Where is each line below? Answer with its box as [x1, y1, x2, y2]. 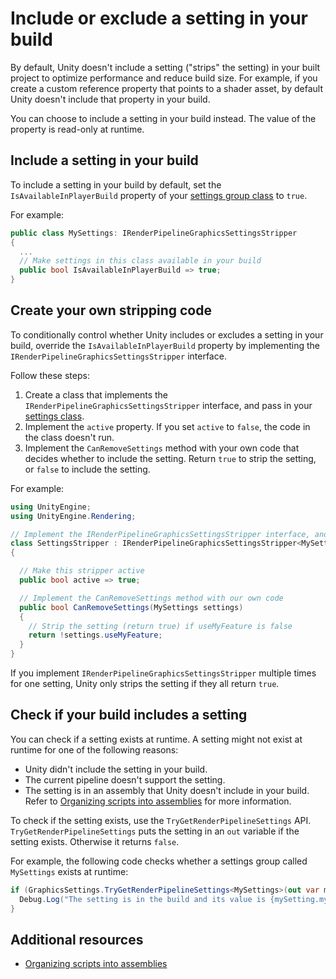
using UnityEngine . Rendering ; [10, 511, 137, 521]
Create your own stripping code [10, 302, 212, 319]
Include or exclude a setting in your [10, 7, 309, 30]
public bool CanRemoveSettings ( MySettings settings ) [19, 602, 244, 612]
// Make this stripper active [19, 566, 145, 576]
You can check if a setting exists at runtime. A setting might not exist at [10, 733, 303, 745]
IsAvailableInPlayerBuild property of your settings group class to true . [10, 189, 308, 201]
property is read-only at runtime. [10, 123, 145, 135]
